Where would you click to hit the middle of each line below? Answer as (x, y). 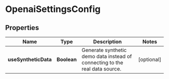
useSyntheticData (30, 59)
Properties (22, 28)
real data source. (102, 69)
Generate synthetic (104, 50)
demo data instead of (107, 56)
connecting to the (102, 62)
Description (107, 42)
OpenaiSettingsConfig (53, 9)
